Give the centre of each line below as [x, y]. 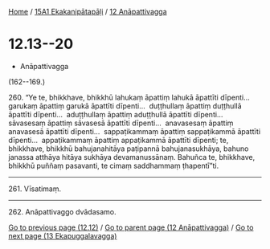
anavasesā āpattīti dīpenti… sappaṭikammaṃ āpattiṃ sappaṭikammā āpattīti [135, 131]
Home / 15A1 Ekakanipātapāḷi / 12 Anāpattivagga [88, 12]
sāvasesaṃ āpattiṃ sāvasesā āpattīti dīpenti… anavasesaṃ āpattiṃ [121, 123]
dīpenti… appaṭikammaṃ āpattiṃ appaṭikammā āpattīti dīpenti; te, [119, 140]
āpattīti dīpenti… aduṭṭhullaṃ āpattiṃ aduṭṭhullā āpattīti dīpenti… [116, 114]
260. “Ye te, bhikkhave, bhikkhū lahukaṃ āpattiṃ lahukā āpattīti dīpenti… [129, 97]
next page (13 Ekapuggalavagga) [63, 235]
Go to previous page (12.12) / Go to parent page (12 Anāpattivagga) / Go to [131, 227]
